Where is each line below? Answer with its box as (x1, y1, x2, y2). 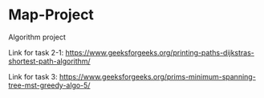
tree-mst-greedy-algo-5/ (8, 80, 91, 90)
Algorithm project (8, 32, 67, 42)
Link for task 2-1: (8, 47, 64, 57)
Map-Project (8, 6, 95, 24)
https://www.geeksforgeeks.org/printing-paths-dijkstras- (65, 47, 255, 57)
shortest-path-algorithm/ (8, 56, 91, 66)
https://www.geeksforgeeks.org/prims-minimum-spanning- (59, 71, 257, 81)
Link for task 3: (8, 71, 58, 81)
